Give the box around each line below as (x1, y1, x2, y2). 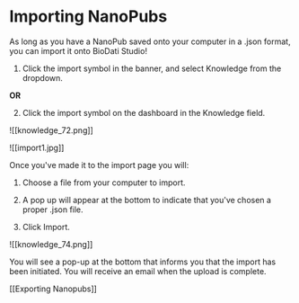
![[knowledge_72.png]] (9, 124, 94, 136)
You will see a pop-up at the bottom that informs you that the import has (9, 256, 277, 267)
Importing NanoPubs (9, 6, 168, 27)
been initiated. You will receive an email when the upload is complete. (9, 265, 267, 276)
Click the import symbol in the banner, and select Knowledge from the (22, 63, 282, 74)
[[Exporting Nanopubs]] (9, 283, 97, 294)
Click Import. (22, 221, 70, 232)
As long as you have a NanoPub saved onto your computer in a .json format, (9, 36, 291, 47)
